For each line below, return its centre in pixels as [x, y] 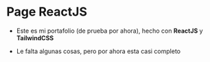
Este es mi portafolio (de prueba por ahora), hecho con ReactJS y [109, 31]
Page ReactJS [47, 12]
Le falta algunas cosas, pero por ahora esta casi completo [98, 51]
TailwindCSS [35, 37]
